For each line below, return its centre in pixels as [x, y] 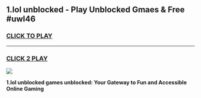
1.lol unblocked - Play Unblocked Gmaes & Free [96, 10]
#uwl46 [21, 19]
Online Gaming [25, 88]
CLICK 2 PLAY [27, 58]
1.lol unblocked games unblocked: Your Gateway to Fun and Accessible [97, 82]
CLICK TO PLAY [29, 36]
